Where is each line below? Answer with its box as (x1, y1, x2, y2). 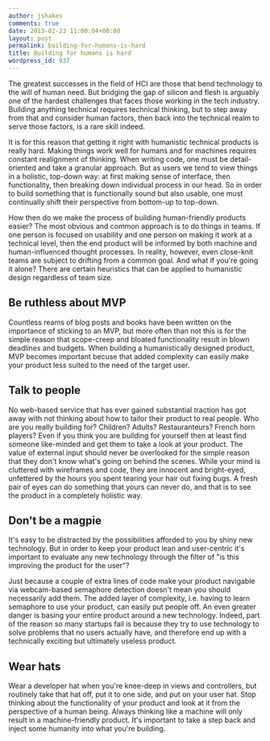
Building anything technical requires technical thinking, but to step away (8, 104, 247, 114)
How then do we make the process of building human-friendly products (8, 213, 247, 222)
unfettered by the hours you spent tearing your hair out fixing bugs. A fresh (8, 473, 258, 483)
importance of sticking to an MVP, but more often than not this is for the (8, 325, 247, 335)
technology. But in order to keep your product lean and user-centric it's (8, 544, 245, 553)
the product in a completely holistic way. (8, 491, 143, 500)
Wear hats (8, 660, 61, 673)
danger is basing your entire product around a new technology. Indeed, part (8, 611, 260, 620)
